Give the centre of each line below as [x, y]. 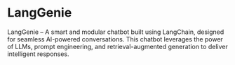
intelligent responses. [38, 54]
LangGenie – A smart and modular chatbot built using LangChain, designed [116, 32]
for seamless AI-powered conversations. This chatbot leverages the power [115, 39]
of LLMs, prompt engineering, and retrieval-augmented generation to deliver [117, 46]
